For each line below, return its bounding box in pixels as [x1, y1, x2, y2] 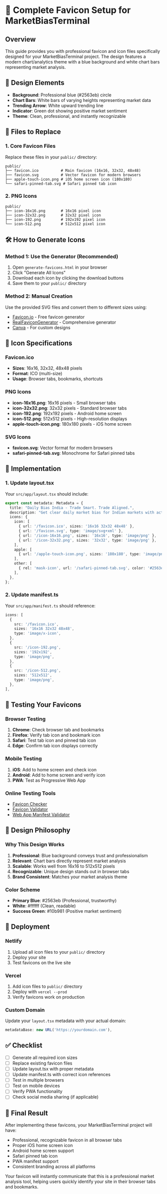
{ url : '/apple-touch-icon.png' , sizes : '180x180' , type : [18, 552, 141, 557]
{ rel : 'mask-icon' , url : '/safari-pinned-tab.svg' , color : [18, 566, 146, 571]
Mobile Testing [5, 755, 42, 762]
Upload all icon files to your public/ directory [12, 949, 105, 955]
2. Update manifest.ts [5, 592, 59, 598]
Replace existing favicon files [12, 1060, 73, 1066]
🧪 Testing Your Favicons [5, 700, 82, 709]
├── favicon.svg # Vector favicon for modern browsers [5, 172, 141, 177]
